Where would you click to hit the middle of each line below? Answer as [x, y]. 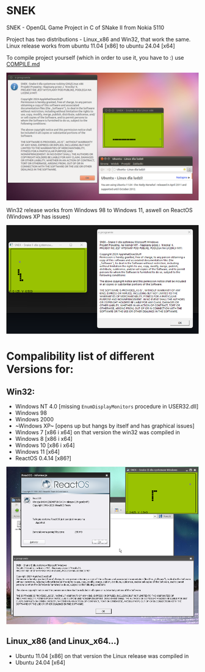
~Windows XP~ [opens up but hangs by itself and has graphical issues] [105, 426]
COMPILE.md [23, 64]
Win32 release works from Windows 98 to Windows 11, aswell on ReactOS [100, 210]
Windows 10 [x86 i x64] [45, 445]
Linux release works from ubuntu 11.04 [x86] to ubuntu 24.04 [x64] [91, 46]
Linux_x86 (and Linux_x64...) [63, 641]
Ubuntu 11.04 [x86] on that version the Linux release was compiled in [102, 656]
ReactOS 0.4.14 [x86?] [43, 459]
